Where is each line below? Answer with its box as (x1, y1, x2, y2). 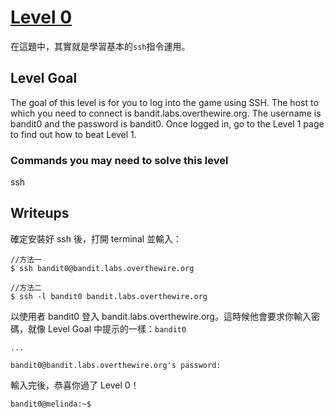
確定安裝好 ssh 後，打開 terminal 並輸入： (10, 232, 183, 245)
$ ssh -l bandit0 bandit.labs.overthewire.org (10, 291, 208, 301)
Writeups (10, 205, 70, 222)
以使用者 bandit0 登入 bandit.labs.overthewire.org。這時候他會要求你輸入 (10, 310, 312, 322)
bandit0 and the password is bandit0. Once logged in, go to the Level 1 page (10, 117, 325, 130)
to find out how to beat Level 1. (10, 128, 137, 140)
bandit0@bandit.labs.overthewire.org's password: (10, 360, 222, 370)
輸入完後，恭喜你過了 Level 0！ (10, 379, 140, 391)
